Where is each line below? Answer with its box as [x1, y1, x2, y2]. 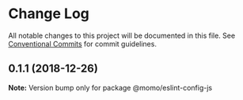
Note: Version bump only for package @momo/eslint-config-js [8, 83, 212, 92]
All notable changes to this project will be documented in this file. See [8, 31, 236, 40]
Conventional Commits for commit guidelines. [8, 39, 157, 48]
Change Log [8, 5, 89, 23]
